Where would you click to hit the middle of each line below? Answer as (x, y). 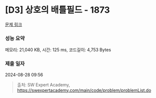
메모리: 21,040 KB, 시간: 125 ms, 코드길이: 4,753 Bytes (58, 50)
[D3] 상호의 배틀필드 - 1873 (58, 10)
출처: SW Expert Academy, (43, 85)
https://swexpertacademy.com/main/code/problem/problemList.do (84, 90)
